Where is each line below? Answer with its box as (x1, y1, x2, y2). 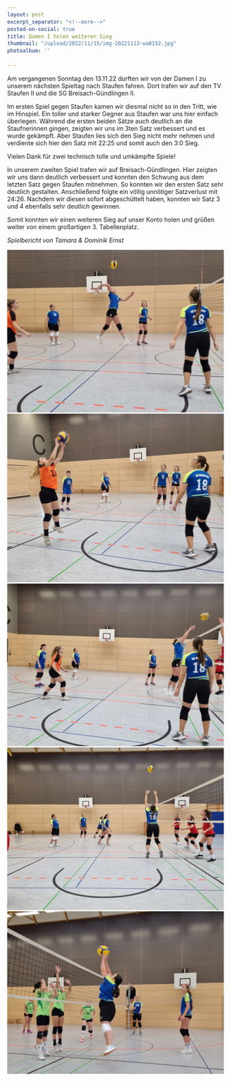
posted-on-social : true (7, 25, 76, 32)
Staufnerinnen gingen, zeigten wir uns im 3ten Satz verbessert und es (7, 124, 206, 132)
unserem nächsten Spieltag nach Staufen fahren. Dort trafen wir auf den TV (7, 81, 221, 89)
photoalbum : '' (7, 47, 51, 54)
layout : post (7, 11, 45, 18)
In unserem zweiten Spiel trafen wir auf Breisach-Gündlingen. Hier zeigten (7, 165, 218, 173)
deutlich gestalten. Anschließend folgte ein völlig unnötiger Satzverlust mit (7, 187, 218, 195)
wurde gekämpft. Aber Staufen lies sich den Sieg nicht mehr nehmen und (7, 131, 215, 140)
